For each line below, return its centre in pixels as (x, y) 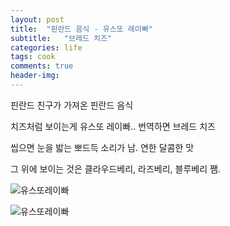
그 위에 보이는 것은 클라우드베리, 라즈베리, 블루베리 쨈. (115, 168)
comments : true (42, 66)
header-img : (35, 76)
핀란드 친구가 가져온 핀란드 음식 (72, 105)
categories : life (46, 47)
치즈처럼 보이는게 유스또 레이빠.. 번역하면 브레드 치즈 (113, 126)
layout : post (37, 19)
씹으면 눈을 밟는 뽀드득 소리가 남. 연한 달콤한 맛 (102, 147)
